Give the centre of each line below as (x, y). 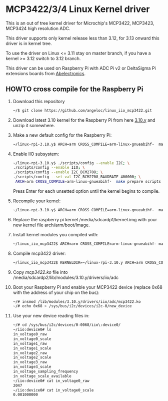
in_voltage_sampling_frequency (45, 371)
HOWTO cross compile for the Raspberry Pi (74, 89)
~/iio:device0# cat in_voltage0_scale (53, 390)
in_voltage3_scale (32, 367)
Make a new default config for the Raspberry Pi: (62, 135)
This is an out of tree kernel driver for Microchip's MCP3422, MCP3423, (80, 23)
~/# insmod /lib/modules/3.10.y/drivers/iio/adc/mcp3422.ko (77, 301)
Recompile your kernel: (37, 201)
